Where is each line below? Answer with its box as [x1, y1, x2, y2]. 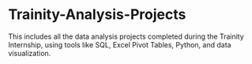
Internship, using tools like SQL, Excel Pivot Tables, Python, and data [8, 40, 231, 49]
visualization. [8, 48, 51, 58]
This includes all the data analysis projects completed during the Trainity [8, 32, 245, 41]
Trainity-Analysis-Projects [8, 6, 186, 24]
